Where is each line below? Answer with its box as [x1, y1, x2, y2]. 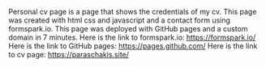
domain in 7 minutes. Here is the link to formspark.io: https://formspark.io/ [8, 32, 256, 42]
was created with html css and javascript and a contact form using [8, 15, 231, 25]
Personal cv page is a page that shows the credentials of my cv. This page [8, 7, 257, 16]
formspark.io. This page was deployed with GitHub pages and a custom [8, 24, 248, 33]
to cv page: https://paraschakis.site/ [8, 50, 130, 59]
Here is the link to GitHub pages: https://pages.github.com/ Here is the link [8, 41, 258, 51]
